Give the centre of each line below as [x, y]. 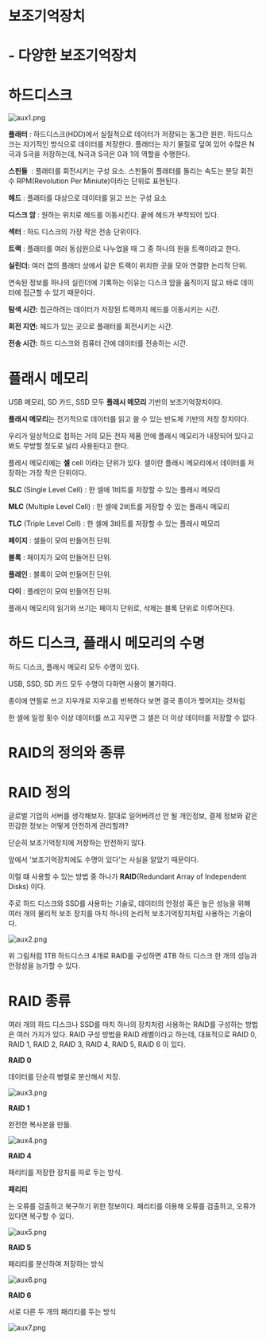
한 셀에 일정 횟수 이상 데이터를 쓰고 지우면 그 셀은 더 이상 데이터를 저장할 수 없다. [133, 718]
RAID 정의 [40, 792]
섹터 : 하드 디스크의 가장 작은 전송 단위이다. [75, 232]
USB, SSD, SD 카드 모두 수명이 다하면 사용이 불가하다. [92, 684]
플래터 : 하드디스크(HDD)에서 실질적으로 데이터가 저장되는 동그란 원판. [117, 134]
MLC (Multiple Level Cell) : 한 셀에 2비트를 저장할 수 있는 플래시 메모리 [119, 507]
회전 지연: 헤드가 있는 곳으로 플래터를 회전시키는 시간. [91, 327]
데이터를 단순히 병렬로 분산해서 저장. [64, 1077]
